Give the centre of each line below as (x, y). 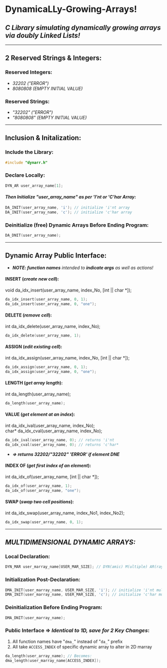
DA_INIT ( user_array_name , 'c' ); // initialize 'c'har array (69, 212)
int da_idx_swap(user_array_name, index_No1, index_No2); (65, 513)
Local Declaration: (28, 557)
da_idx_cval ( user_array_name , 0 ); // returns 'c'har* (62, 445)
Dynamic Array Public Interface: (56, 256)
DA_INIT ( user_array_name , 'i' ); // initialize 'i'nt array (68, 207)
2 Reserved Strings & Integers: (53, 58)
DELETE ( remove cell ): (29, 315)
